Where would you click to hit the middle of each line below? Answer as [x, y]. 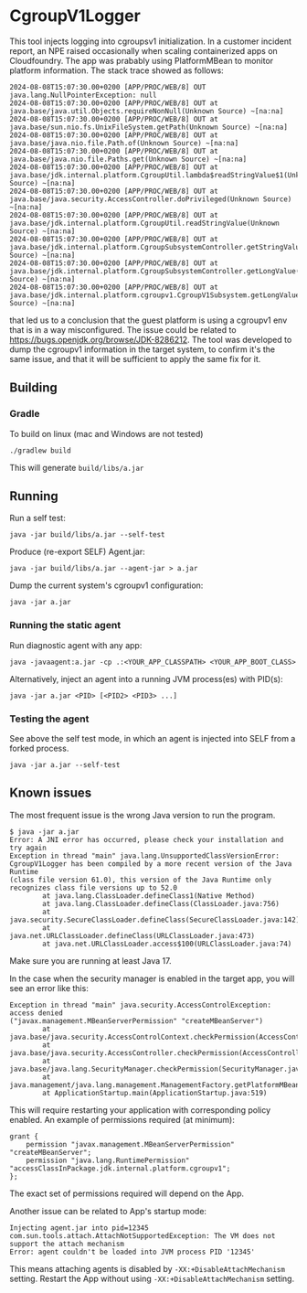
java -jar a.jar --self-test [65, 765]
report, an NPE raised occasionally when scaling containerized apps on [144, 50]
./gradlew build [40, 450]
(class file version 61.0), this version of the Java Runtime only [141, 880]
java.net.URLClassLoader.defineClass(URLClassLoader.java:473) [132, 935]
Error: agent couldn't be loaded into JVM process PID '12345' [132, 1252]
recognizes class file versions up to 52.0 [94, 888]
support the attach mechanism [67, 1244]
